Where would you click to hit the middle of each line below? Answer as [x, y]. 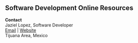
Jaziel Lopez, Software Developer [39, 25]
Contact [13, 20]
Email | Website [21, 30]
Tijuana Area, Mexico [26, 35]
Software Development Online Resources [69, 8]
